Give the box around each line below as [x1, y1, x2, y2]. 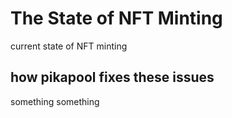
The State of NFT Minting [10, 7, 223, 30]
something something [10, 95, 100, 107]
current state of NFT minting [10, 40, 128, 52]
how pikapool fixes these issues [10, 69, 215, 86]
